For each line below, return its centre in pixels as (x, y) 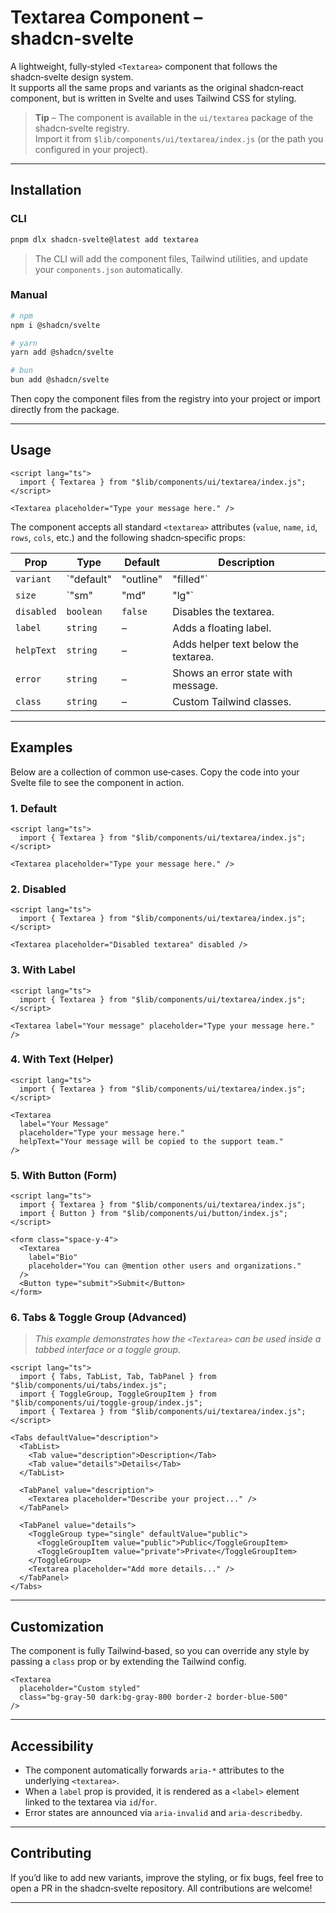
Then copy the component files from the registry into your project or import (165, 399)
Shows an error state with (232, 673)
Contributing (51, 1853)
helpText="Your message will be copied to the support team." (151, 1141)
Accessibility (52, 1746)
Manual (29, 295)
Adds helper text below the (235, 644)
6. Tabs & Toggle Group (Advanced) (98, 1318)
